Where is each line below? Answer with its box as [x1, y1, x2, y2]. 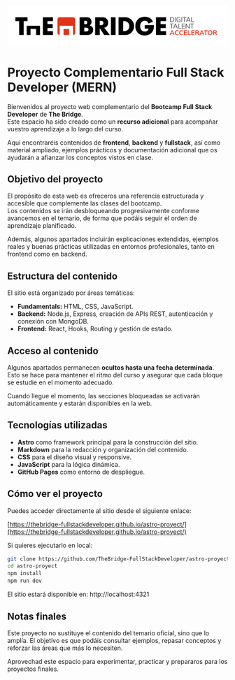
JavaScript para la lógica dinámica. [17, 460, 120, 468]
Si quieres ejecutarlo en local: [7, 541, 93, 549]
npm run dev [7, 577, 42, 585]
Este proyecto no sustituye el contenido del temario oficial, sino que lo [7, 628, 210, 637]
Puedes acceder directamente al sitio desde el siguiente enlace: [7, 506, 192, 515]
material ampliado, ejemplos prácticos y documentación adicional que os [7, 145, 218, 154]
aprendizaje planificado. [7, 222, 77, 230]
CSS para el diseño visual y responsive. [17, 453, 132, 461]
